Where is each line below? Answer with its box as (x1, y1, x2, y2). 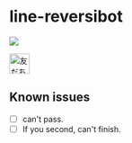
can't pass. (22, 113, 65, 124)
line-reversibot (9, 6, 123, 27)
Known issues (9, 90, 91, 105)
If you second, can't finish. (22, 123, 121, 134)
